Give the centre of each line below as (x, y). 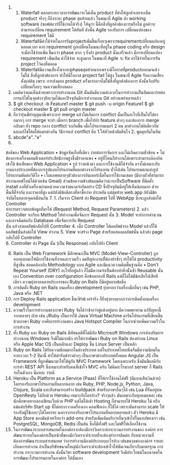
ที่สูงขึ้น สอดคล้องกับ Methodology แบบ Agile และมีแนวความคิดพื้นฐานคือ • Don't (86, 265)
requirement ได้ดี (37, 35)
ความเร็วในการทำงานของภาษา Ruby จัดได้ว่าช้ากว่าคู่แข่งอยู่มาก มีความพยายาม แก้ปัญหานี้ (87, 310)
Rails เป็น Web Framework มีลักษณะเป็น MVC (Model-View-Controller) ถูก (86, 253)
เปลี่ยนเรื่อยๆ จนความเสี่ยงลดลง (47, 87)
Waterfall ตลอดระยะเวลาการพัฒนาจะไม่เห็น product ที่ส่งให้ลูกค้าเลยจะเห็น (86, 13)
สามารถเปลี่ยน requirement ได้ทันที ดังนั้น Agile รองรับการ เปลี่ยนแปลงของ (86, 30)
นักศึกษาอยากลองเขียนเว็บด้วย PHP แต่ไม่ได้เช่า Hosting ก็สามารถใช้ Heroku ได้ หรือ (87, 401)
